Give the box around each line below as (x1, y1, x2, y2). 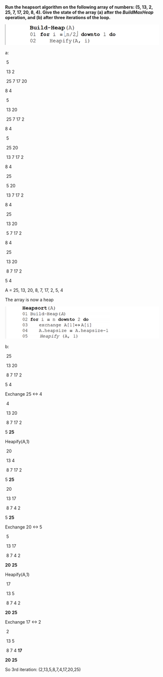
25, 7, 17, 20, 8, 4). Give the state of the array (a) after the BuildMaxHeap (5, 9, 154, 15)
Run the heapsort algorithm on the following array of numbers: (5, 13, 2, (5, 4, 153, 10)
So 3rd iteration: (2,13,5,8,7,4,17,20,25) (5, 667, 81, 673)
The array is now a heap (5, 297, 54, 303)
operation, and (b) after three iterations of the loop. (5, 15, 111, 20)
